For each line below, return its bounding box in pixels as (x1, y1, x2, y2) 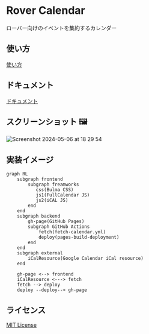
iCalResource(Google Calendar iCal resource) (28, 256, 144, 262)
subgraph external (17, 250, 63, 256)
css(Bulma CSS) (35, 187, 74, 193)
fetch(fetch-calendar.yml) (38, 229, 106, 235)
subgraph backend (17, 213, 61, 219)
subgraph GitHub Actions (28, 224, 90, 230)
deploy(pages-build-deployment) (38, 235, 120, 241)
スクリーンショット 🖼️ (6, 116, 88, 127)
